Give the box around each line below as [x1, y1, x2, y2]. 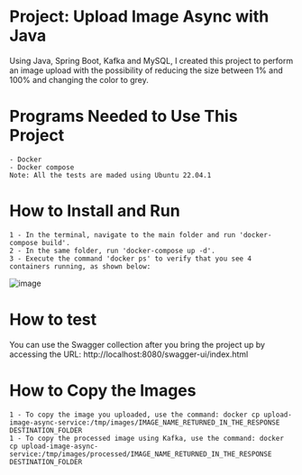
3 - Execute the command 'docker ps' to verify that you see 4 [9, 254, 252, 263]
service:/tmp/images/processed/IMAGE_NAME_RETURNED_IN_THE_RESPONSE [9, 449, 272, 459]
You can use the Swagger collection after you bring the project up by [9, 339, 266, 350]
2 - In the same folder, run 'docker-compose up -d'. [9, 246, 216, 255]
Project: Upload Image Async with [9, 6, 270, 27]
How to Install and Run [9, 201, 180, 222]
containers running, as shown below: [9, 261, 151, 271]
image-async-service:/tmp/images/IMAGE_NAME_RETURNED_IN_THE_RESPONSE [9, 417, 280, 427]
